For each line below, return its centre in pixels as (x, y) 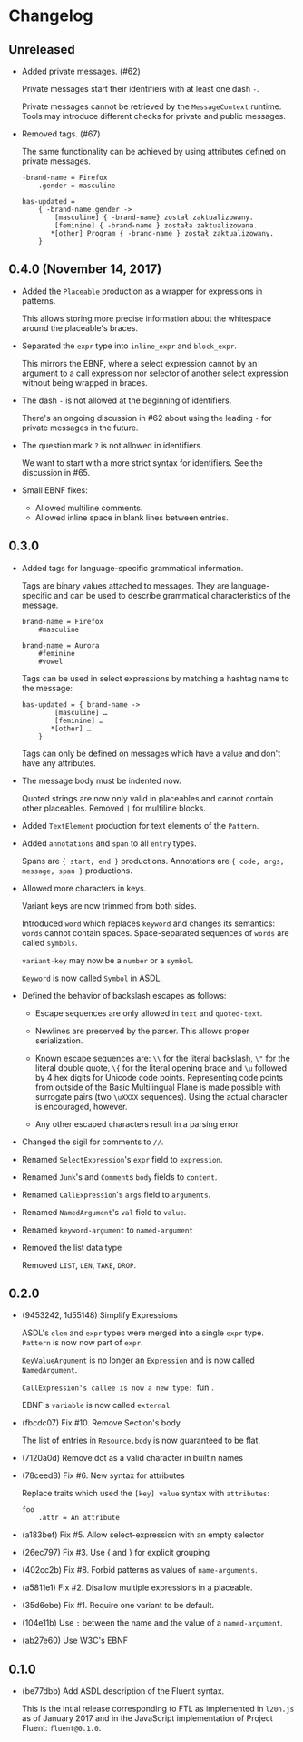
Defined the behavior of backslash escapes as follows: (124, 995)
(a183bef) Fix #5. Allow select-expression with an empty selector (143, 1535)
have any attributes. (59, 763)
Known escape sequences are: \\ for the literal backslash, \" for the (163, 1058)
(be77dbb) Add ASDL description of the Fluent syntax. (123, 1691)
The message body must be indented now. (102, 780)
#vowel (51, 661)
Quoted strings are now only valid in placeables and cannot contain (147, 798)
